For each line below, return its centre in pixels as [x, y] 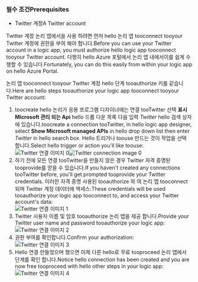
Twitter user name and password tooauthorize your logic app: [90, 223]
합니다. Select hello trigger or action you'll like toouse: [79, 146]
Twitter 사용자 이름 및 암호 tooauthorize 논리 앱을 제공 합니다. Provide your [102, 216]
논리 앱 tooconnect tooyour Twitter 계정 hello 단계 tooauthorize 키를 [87, 84]
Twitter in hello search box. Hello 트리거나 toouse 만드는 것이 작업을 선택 [101, 138]
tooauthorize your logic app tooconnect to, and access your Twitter [97, 196]
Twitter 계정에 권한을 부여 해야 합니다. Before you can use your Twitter [89, 43]
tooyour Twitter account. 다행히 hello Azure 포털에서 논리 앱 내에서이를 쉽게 [95, 57]
